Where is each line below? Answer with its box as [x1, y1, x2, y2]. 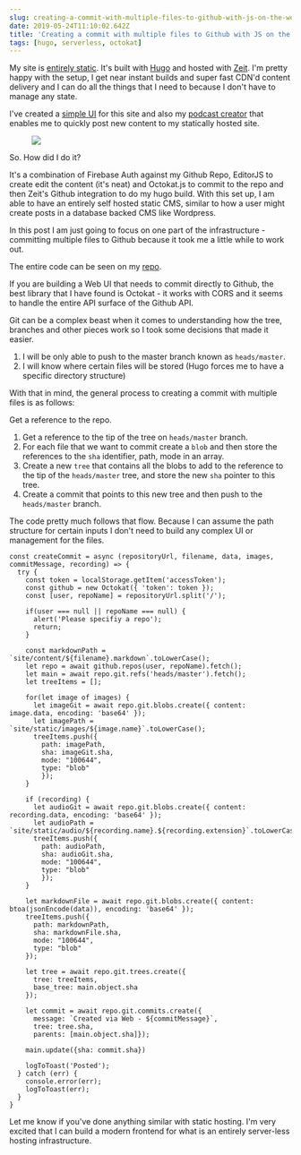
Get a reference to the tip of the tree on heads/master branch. [21, 432, 248, 443]
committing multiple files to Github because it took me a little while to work [9, 235, 285, 245]
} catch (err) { [17, 1069, 78, 1079]
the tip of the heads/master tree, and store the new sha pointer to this [21, 470, 276, 481]
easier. [9, 334, 34, 345]
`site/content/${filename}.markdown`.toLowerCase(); [9, 654, 211, 663]
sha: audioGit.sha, [41, 850, 115, 860]
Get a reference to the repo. [9, 415, 112, 425]
